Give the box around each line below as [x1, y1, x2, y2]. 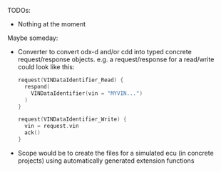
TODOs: [7, 6, 31, 14]
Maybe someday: [7, 34, 58, 42]
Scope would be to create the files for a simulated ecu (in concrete [17, 148, 214, 157]
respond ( [24, 83, 51, 90]
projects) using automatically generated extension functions [17, 156, 195, 165]
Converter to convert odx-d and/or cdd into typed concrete [17, 48, 192, 56]
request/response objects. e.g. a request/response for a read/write [17, 55, 215, 64]
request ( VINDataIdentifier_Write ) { [17, 116, 127, 123]
